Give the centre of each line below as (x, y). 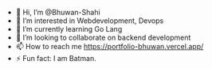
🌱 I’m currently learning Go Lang (69, 29)
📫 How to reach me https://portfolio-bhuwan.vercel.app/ (110, 46)
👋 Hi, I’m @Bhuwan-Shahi (58, 12)
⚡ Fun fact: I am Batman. (56, 58)
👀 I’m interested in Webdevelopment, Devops (90, 21)
